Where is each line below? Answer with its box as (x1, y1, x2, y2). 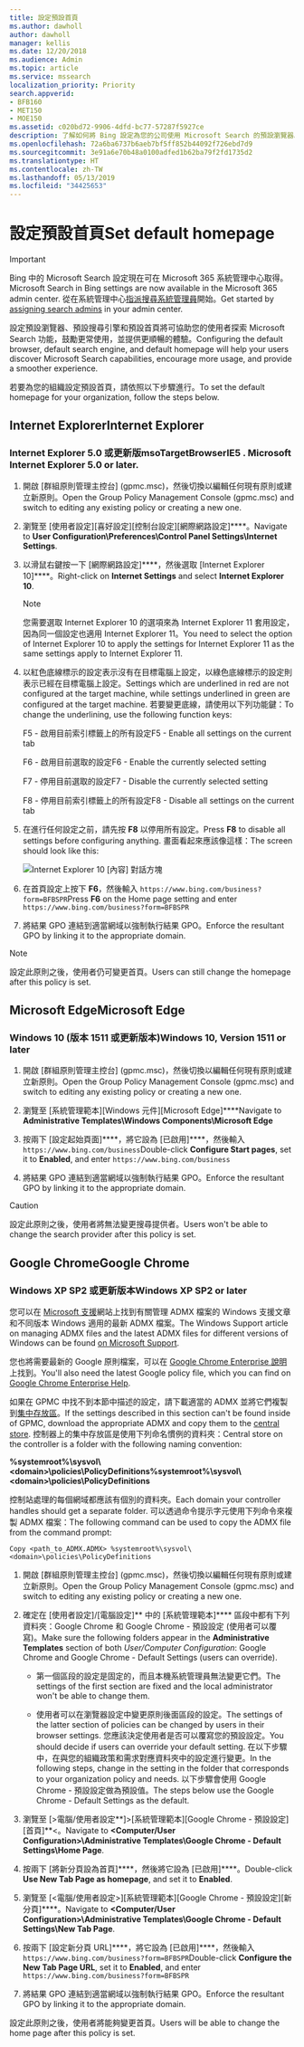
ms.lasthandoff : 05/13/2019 (9, 173, 116, 182)
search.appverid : (9, 89, 75, 98)
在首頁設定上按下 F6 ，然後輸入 (22, 883, 138, 894)
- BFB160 (9, 97, 43, 107)
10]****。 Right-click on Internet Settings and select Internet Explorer (22, 570, 285, 581)
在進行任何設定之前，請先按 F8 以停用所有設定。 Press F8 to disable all (22, 824, 286, 834)
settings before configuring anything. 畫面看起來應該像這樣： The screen (22, 834, 293, 846)
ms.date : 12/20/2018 (9, 47, 88, 56)
